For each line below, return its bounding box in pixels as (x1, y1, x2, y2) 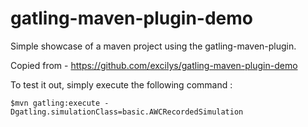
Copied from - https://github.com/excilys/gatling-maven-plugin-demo (10, 59, 298, 71)
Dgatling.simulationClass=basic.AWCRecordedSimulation (10, 107, 244, 117)
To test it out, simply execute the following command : (10, 78, 233, 91)
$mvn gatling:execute (10, 98, 101, 108)
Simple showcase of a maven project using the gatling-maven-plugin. (10, 40, 297, 52)
